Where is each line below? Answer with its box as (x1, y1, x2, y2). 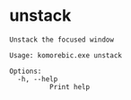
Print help (48, 82, 91, 91)
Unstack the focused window (9, 35, 115, 44)
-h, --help (17, 74, 58, 84)
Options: (9, 67, 42, 76)
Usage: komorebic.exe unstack (9, 50, 123, 59)
